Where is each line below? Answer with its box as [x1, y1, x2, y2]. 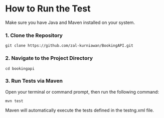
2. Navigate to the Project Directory [5, 55, 93, 62]
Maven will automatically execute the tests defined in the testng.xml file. [5, 107, 154, 113]
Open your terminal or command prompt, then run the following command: [5, 89, 159, 95]
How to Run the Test [5, 3, 91, 14]
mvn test [5, 98, 24, 104]
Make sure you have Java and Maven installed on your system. [5, 19, 135, 25]
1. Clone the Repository [5, 32, 63, 39]
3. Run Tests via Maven [5, 78, 63, 85]
